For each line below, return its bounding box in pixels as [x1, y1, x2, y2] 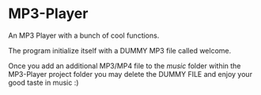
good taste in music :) [8, 78, 79, 87]
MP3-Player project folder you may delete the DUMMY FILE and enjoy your [8, 69, 253, 79]
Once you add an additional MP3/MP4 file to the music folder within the [8, 60, 241, 71]
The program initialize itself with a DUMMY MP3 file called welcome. [8, 46, 232, 55]
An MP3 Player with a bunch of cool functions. [8, 31, 160, 40]
